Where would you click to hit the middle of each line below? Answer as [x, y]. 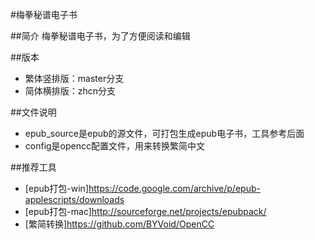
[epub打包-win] [56, 188]
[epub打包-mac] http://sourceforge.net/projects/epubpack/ [145, 211]
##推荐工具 [33, 167]
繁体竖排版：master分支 [74, 78]
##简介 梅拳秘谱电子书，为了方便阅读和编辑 [100, 36]
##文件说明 [33, 112]
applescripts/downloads [74, 199]
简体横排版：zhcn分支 [70, 91]
